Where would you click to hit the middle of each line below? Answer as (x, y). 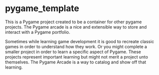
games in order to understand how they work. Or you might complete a (76, 46)
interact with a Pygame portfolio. (38, 32)
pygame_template (42, 8)
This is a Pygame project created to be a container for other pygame (73, 22)
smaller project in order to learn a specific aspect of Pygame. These (73, 52)
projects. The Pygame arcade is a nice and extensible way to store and (76, 27)
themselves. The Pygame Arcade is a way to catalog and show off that (76, 62)
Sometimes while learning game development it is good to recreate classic (79, 41)
